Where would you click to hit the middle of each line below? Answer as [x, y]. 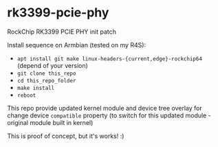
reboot [26, 95]
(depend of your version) [52, 65]
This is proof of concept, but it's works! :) [66, 136]
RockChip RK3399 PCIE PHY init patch [62, 32]
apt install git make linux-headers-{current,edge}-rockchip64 [110, 59]
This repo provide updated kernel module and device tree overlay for [105, 108]
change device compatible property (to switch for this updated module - [109, 115]
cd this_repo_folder [46, 80]
